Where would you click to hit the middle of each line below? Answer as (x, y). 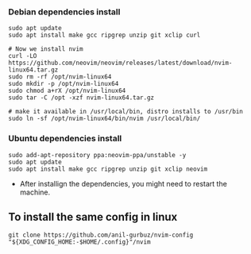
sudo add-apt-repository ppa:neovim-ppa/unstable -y (97, 155)
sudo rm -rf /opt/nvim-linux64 (60, 77)
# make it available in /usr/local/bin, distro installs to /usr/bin (126, 112)
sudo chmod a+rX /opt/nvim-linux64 (67, 91)
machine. (35, 192)
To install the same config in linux (93, 217)
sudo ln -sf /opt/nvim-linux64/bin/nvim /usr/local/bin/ (104, 119)
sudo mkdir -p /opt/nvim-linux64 (64, 84)
